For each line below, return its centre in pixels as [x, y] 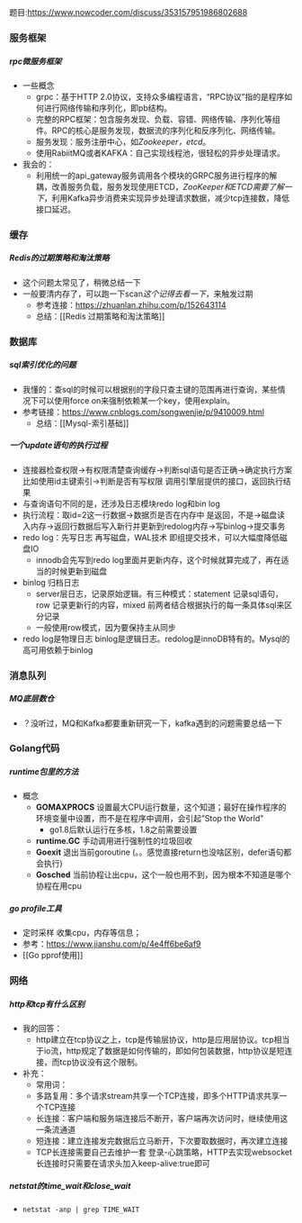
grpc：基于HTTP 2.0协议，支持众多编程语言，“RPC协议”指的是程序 [160, 96]
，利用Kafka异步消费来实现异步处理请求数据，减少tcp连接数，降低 [167, 198]
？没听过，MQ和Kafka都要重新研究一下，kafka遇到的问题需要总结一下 [152, 723]
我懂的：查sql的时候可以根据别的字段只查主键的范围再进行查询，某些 [150, 389]
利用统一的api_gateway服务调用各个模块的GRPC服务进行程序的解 [156, 175]
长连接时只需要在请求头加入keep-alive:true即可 [123, 1164]
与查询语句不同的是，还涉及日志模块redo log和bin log [121, 503]
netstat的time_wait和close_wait [70, 1185]
